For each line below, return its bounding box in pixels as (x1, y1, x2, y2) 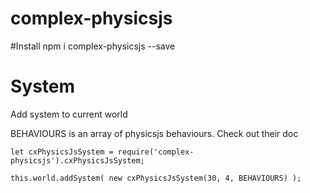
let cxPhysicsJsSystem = (10, 147, 114, 157)
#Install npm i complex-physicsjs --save (10, 40, 176, 52)
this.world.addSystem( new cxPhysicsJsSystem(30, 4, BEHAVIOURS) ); (10, 173, 302, 183)
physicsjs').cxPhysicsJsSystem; (10, 155, 145, 166)
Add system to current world (10, 108, 128, 120)
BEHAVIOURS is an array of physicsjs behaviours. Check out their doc (10, 127, 299, 139)
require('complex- (117, 147, 195, 157)
